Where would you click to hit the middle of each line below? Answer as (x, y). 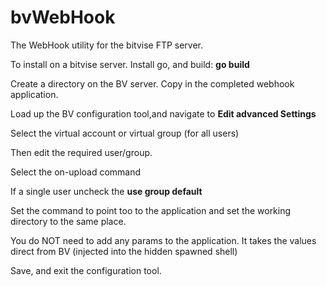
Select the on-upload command (76, 172)
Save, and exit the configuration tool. (86, 270)
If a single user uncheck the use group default (106, 191)
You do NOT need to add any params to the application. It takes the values (163, 240)
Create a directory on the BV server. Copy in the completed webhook (152, 83)
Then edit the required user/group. (81, 152)
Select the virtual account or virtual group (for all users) (125, 133)
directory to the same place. (68, 221)
